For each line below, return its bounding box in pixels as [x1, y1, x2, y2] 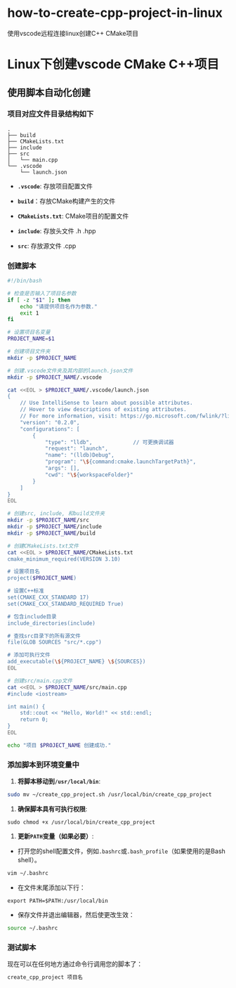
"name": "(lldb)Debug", [44, 452, 114, 459]
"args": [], [44, 465, 80, 472]
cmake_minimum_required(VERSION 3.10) [7, 555, 121, 563]
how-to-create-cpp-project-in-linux [7, 5, 223, 21]
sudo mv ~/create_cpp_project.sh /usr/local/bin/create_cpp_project [7, 791, 212, 798]
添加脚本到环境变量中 [7, 760, 79, 769]
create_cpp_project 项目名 [7, 974, 83, 981]
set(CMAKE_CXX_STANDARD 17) [7, 594, 90, 602]
